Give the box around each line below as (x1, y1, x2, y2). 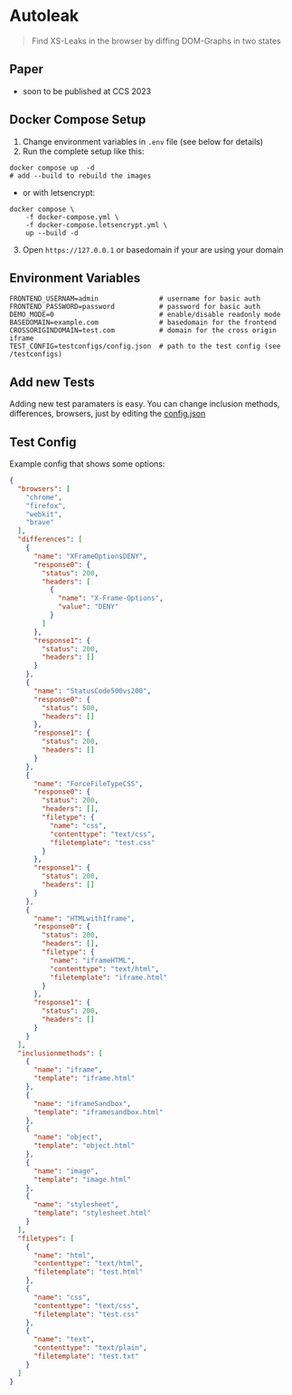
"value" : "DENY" (57, 602, 119, 611)
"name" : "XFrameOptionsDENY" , (33, 552, 147, 561)
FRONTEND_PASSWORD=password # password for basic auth (9, 303, 260, 312)
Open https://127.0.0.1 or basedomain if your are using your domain (22, 244, 284, 255)
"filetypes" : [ (17, 1234, 75, 1243)
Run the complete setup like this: (22, 146, 145, 157)
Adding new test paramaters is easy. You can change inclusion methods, (9, 399, 280, 409)
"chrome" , (25, 493, 63, 502)
